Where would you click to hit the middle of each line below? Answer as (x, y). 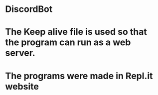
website (22, 86)
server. (20, 53)
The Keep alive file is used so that (76, 32)
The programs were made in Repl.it (79, 76)
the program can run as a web (68, 43)
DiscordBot (29, 9)
